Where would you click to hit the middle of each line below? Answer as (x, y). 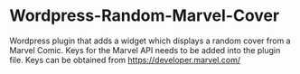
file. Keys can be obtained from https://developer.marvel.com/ (125, 60)
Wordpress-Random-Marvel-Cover (145, 16)
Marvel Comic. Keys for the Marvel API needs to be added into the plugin (145, 50)
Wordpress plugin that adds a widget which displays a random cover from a (150, 41)
